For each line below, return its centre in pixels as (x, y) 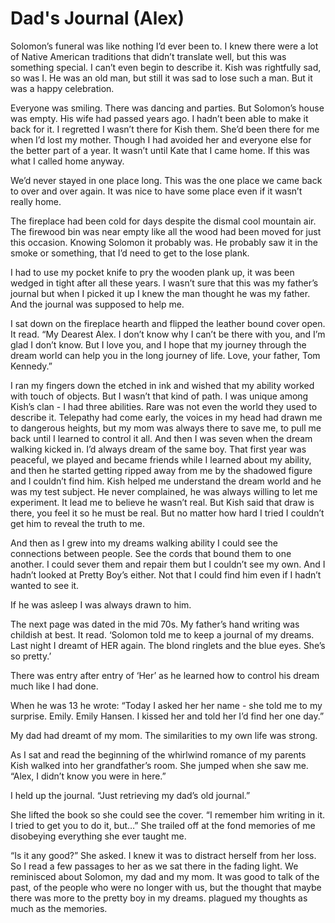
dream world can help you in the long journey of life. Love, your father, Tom (165, 355)
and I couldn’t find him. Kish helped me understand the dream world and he (166, 481)
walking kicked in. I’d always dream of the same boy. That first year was (158, 449)
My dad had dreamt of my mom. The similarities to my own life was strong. (164, 735)
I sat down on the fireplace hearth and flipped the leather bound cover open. (168, 323)
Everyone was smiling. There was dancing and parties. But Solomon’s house (167, 108)
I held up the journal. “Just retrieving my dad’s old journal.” (130, 795)
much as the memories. (59, 908)
